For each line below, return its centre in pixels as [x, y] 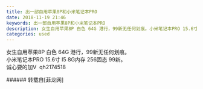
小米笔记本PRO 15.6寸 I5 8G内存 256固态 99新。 [66, 60]
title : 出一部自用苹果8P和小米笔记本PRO [52, 12]
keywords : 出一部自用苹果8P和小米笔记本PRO [56, 23]
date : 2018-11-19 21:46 [36, 17]
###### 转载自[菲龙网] [35, 80]
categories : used [28, 34]
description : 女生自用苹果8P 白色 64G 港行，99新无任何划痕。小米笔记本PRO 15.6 [100, 29]
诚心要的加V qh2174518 [36, 67]
